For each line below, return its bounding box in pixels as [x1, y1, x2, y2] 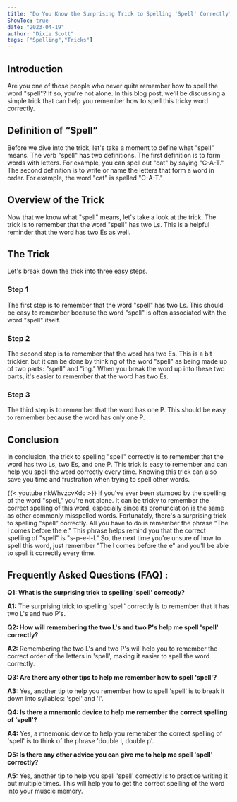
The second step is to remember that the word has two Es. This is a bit [7, 349, 212, 358]
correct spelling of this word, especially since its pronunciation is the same [7, 504, 224, 513]
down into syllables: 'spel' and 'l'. [7, 694, 104, 702]
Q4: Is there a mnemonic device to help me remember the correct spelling [7, 708, 228, 716]
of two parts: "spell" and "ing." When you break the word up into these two [7, 364, 225, 373]
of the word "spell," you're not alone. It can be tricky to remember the [7, 496, 209, 505]
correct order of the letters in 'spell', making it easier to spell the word [7, 651, 210, 660]
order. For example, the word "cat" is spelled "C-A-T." [7, 173, 164, 182]
